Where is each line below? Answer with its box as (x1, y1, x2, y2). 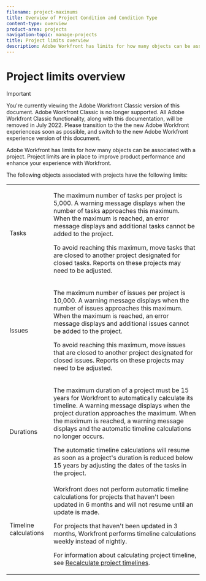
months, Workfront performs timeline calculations (53, 529, 196, 537)
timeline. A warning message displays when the (53, 401, 191, 410)
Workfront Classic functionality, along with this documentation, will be (6, 115, 183, 122)
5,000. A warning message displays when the (53, 199, 186, 207)
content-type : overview (6, 20, 67, 26)
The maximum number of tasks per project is (53, 191, 183, 199)
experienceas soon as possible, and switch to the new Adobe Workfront (6, 128, 189, 135)
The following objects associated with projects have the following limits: (6, 171, 188, 179)
